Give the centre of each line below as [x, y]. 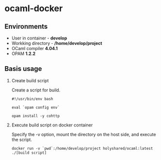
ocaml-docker [34, 9]
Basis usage [23, 69]
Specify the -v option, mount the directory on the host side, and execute [84, 134]
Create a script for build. [36, 90]
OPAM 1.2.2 [24, 53]
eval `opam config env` [36, 107]
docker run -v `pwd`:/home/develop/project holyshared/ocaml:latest [82, 148]
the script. [22, 140]
